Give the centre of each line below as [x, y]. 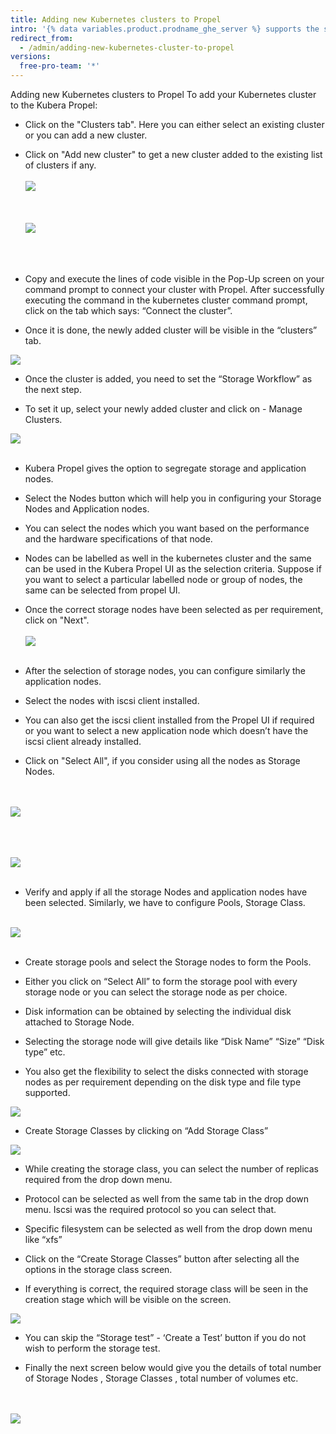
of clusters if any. [60, 165]
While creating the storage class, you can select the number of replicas [171, 1169]
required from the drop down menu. [98, 1179]
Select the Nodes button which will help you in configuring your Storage [173, 498]
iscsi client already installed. [83, 741]
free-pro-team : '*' [60, 66]
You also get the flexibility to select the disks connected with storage [166, 1071]
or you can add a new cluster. [86, 135]
